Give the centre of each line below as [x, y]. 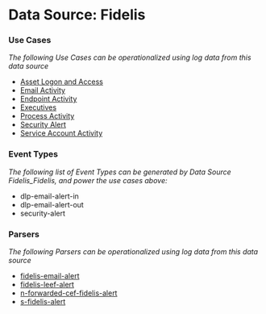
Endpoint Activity [48, 99]
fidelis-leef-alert [47, 285]
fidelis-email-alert [50, 276]
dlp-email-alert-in [49, 196]
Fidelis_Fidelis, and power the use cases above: [88, 180]
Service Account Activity [61, 133]
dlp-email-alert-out [52, 204]
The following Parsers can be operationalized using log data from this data [133, 252]
